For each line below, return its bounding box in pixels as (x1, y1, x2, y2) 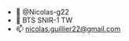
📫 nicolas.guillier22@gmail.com (15, 24, 121, 33)
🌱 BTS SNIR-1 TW (15, 15, 73, 25)
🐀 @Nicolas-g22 (15, 8, 69, 16)
